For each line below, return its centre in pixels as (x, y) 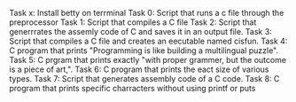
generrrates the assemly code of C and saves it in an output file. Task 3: (140, 31)
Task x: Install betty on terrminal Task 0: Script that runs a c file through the (147, 13)
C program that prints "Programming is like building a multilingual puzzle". (144, 51)
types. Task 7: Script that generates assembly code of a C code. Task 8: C (144, 78)
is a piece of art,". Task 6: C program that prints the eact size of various (139, 69)
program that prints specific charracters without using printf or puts (132, 88)
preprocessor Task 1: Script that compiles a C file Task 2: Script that (133, 22)
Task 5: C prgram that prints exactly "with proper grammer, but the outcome (148, 60)
